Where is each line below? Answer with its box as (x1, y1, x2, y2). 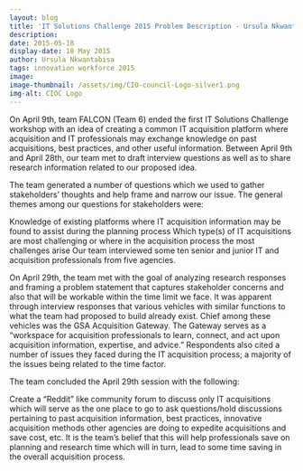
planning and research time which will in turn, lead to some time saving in (9, 441, 282, 452)
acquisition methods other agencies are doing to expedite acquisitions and (9, 422, 287, 433)
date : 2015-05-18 (9, 38, 75, 48)
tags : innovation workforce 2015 (9, 64, 135, 73)
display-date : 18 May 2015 (9, 47, 111, 56)
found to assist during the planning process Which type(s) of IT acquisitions (9, 225, 291, 236)
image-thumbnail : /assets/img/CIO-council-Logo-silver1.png (9, 80, 241, 89)
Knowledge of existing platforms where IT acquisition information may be (9, 216, 281, 227)
